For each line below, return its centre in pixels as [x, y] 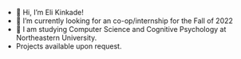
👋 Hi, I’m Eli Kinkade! [49, 12]
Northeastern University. [56, 37]
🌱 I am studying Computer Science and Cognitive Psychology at [121, 29]
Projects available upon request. [69, 46]
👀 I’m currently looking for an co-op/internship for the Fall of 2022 [124, 21]
